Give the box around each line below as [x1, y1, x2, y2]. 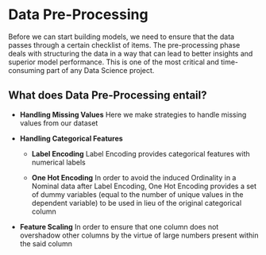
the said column [19, 238, 73, 248]
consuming [8, 65, 45, 75]
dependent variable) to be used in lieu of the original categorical [31, 198, 242, 207]
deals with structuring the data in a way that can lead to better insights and [8, 48, 253, 58]
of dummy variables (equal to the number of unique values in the [31, 189, 244, 199]
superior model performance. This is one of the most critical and [8, 57, 220, 67]
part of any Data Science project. [46, 65, 155, 75]
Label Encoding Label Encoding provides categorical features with [31, 149, 250, 158]
